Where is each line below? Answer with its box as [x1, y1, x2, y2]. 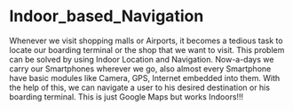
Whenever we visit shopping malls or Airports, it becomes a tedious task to [9, 35, 283, 46]
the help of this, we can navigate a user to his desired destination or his [9, 82, 271, 92]
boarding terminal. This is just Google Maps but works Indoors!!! [9, 91, 244, 102]
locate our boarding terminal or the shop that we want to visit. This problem [9, 44, 285, 55]
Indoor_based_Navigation [9, 6, 204, 26]
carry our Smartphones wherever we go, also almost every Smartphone [9, 63, 272, 74]
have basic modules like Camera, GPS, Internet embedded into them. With [9, 72, 281, 83]
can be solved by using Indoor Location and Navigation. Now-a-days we [9, 54, 274, 64]
